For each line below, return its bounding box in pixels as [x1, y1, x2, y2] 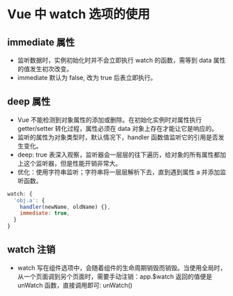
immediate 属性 [7, 36, 75, 48]
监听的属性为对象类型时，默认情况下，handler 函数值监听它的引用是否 [17, 133, 218, 141]
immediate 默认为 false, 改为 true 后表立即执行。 [17, 74, 157, 81]
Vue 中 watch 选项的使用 [7, 6, 150, 22]
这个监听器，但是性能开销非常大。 [23, 159, 122, 167]
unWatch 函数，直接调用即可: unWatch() [17, 281, 133, 289]
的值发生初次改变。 [17, 65, 73, 73]
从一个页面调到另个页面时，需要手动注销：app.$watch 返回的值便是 [17, 272, 213, 281]
